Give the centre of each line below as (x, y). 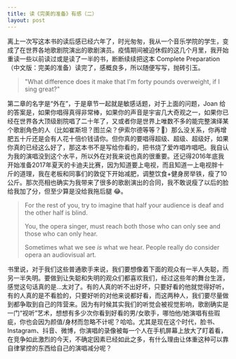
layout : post (26, 20)
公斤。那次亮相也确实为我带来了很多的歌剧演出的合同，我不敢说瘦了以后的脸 (118, 182)
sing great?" (42, 89)
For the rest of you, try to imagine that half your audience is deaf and (124, 205)
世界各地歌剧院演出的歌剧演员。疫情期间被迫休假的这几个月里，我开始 (127, 50)
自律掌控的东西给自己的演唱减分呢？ (60, 348)
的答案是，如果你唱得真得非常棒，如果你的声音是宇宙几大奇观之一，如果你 (115, 112)
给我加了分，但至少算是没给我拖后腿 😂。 (67, 191)
